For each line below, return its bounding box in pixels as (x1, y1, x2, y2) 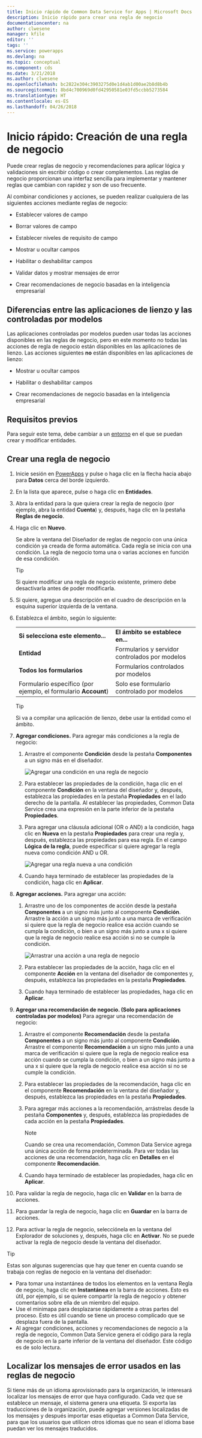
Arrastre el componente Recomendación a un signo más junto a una (24, 1043, 194, 1050)
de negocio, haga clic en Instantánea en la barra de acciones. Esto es (15, 1286, 189, 1293)
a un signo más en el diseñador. (24, 757, 104, 764)
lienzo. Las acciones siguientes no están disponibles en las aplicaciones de (7, 349, 194, 356)
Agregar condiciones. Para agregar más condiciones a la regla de (15, 732, 180, 739)
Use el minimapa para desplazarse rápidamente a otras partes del (15, 1305, 179, 1312)
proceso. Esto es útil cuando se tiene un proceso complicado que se (15, 1311, 185, 1319)
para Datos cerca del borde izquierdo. (15, 476, 110, 484)
